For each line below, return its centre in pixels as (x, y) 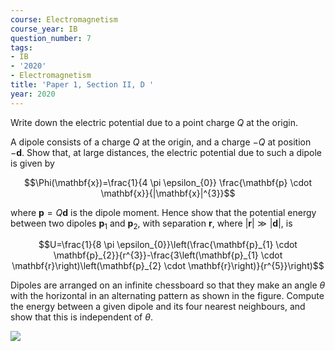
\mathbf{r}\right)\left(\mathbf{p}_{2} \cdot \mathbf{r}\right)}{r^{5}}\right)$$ (168, 266)
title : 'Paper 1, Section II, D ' (82, 85)
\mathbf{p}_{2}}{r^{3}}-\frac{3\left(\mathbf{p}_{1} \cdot (168, 255)
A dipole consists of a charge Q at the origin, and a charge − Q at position (161, 142)
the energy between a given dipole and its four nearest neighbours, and (158, 307)
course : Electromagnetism (64, 19)
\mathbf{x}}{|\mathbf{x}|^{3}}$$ (168, 193)
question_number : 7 (51, 38)
